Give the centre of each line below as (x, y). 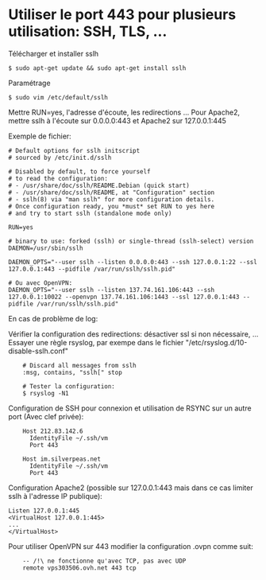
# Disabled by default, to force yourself (79, 171)
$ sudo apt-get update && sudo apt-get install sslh (97, 68)
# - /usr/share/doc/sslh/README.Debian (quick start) (99, 185)
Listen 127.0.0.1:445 (44, 511)
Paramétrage (29, 83)
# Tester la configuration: (69, 386)
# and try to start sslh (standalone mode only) (90, 213)
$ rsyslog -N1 (46, 393)
